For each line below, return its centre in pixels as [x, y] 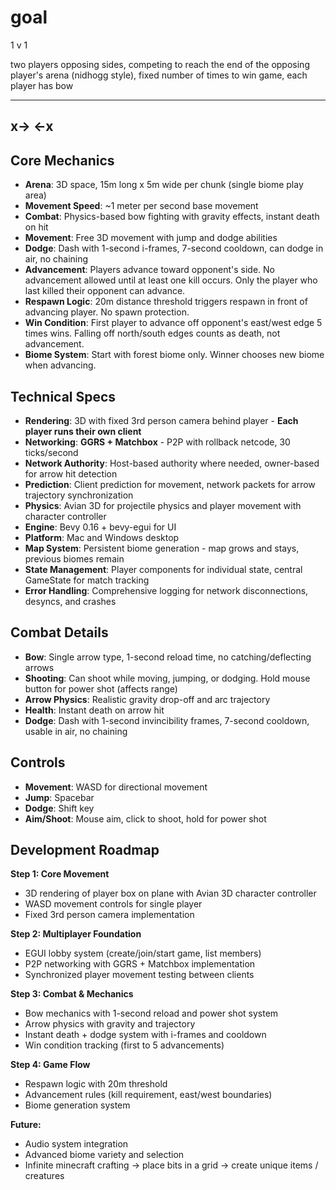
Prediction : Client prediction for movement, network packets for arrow [170, 484]
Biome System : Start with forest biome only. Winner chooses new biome [174, 355]
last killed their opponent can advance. [105, 291]
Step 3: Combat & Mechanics [72, 994]
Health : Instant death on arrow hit [94, 710]
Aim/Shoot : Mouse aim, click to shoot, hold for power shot [145, 818]
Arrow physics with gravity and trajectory [110, 1024]
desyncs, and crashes [70, 601]
